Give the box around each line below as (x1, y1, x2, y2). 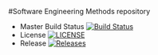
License (19, 31, 46, 39)
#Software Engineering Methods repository (8, 7, 151, 16)
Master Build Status (19, 22, 85, 31)
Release (19, 38, 46, 48)
